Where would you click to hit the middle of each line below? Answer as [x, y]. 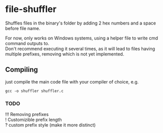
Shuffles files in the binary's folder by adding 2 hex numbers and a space [80, 23]
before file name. [23, 28]
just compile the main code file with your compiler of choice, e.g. [72, 81]
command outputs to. [27, 43]
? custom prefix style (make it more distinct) [50, 125]
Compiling [22, 70]
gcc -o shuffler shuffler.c [34, 91]
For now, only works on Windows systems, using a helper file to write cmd [82, 38]
